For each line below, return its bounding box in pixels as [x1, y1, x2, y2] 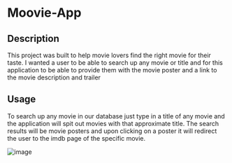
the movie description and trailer [7, 73, 101, 81]
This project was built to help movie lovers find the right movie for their [7, 51, 212, 59]
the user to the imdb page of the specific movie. [7, 134, 146, 142]
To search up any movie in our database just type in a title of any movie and [7, 111, 225, 120]
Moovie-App [7, 5, 82, 21]
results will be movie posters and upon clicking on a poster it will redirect [7, 127, 217, 135]
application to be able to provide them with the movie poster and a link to [7, 66, 217, 74]
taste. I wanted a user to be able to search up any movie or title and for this [7, 59, 224, 67]
